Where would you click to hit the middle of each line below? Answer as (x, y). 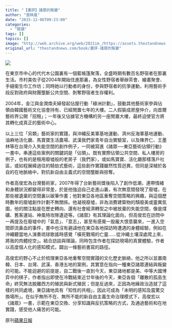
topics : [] (17, 39)
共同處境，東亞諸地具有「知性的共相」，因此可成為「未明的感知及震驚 (87, 290)
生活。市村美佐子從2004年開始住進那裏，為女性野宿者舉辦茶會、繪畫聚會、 (85, 80)
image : (12, 44)
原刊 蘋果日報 (19, 320)
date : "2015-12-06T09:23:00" (36, 20)
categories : (18, 24)
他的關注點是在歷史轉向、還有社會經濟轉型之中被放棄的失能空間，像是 (88, 208)
